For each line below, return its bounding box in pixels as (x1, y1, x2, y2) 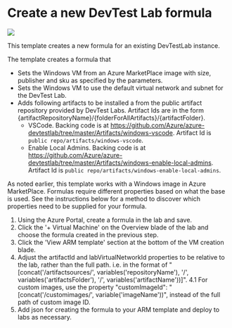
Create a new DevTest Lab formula (7, 5, 212, 21)
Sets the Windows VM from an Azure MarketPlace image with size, (17, 68, 212, 77)
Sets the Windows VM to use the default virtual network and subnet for (17, 83, 224, 92)
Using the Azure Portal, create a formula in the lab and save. (17, 215, 192, 224)
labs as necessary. (17, 313, 72, 321)
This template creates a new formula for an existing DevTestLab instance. (7, 41, 220, 50)
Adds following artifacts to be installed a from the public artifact (17, 99, 202, 107)
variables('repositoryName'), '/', (96, 267, 189, 276)
